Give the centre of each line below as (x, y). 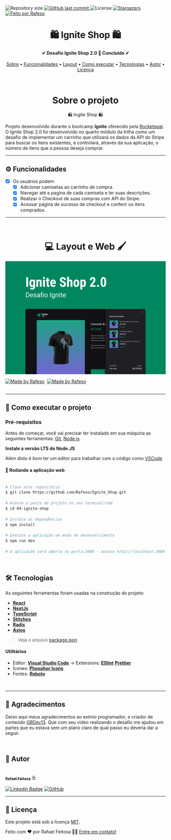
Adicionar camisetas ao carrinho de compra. (67, 187)
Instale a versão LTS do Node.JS (40, 448)
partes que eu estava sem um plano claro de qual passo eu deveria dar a (82, 728)
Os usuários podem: (34, 181)
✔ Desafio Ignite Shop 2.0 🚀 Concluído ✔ (85, 53)
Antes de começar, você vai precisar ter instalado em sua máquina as (78, 433)
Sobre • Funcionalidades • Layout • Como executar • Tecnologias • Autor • (85, 64)
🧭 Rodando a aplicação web (35, 470)
